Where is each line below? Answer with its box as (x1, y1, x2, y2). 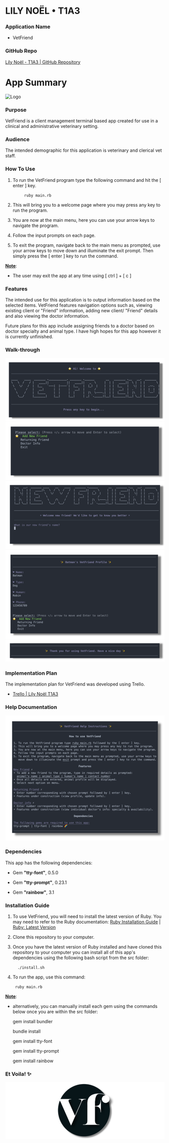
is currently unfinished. (5, 333, 54, 340)
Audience (5, 136, 30, 143)
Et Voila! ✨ (5, 1070, 32, 1077)
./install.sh (17, 965, 45, 970)
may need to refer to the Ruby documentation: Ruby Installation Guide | (12, 919, 161, 925)
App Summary (5, 77, 67, 88)
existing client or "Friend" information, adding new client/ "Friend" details (5, 307, 158, 313)
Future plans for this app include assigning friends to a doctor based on (5, 322, 154, 329)
